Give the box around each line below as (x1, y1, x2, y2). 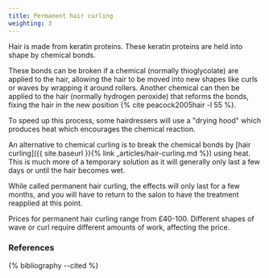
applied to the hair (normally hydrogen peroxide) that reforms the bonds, (8, 91, 249, 101)
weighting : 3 (8, 19, 52, 27)
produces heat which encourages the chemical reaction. (8, 124, 196, 134)
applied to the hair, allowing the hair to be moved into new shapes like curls (8, 74, 258, 84)
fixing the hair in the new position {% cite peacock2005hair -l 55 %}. (8, 100, 237, 110)
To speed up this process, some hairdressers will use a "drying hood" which (8, 115, 262, 125)
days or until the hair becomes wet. (8, 165, 126, 175)
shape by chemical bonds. (8, 50, 96, 60)
